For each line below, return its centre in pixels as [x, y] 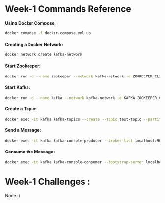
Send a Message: [23, 130]
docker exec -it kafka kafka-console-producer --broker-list [69, 141]
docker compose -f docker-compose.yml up [48, 33]
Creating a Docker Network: [34, 44]
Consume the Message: [30, 152]
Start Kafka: [18, 87]
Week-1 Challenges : [48, 182]
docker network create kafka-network [44, 55]
